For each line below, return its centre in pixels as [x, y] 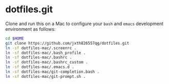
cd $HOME [15, 38]
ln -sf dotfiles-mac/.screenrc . [41, 48]
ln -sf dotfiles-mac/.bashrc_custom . [47, 62]
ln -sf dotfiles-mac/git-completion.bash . [52, 72]
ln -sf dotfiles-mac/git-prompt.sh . [46, 76]
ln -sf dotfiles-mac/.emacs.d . [40, 67]
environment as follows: [30, 29]
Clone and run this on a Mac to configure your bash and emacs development [84, 24]
